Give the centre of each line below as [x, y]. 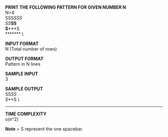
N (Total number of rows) [31, 49]
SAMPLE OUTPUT [24, 89]
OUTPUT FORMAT [24, 59]
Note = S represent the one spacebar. [44, 129]
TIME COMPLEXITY [26, 114]
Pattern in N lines [23, 64]
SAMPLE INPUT [22, 74]
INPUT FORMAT [22, 44]
